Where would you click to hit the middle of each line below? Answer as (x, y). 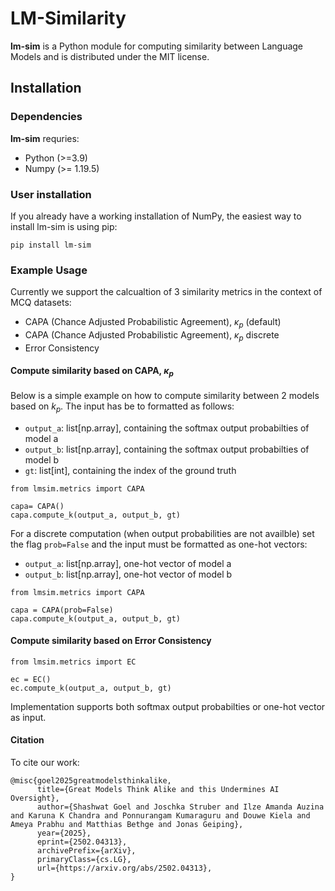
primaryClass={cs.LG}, (84, 860)
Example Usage (49, 270)
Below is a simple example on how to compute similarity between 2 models (165, 395)
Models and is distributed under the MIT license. (110, 56)
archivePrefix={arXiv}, (86, 851)
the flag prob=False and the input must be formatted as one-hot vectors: (159, 544)
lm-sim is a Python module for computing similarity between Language (157, 46)
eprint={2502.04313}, (82, 842)
